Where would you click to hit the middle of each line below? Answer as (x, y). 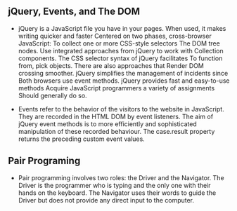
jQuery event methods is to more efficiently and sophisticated (108, 124)
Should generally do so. (52, 95)
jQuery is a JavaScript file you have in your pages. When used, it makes (122, 28)
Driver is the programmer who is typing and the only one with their (114, 185)
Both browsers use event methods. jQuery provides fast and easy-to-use (124, 81)
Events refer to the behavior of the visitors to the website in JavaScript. (121, 109)
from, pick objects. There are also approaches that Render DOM (111, 65)
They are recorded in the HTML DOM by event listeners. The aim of (116, 116)
